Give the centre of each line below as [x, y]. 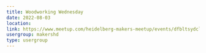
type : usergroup [27, 40]
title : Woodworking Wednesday [45, 12]
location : [19, 23]
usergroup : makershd [33, 35]
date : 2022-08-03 [29, 18]
